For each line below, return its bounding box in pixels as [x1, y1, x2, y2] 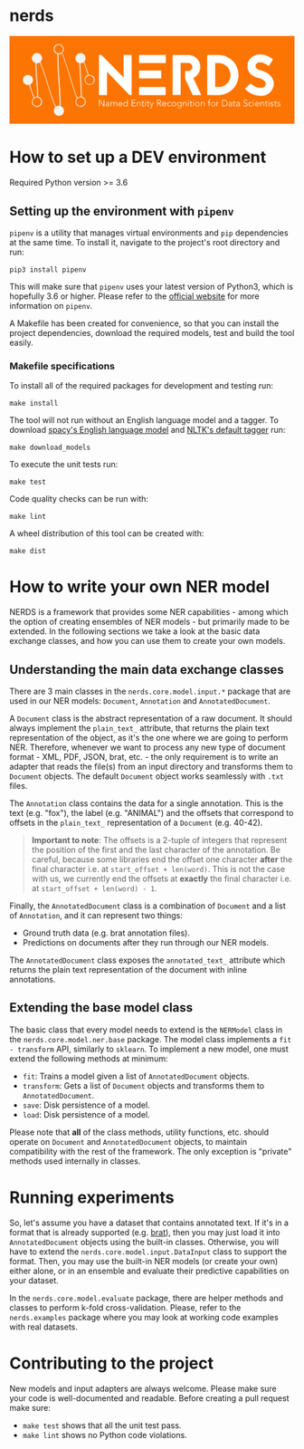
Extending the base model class [9, 1000, 193, 1015]
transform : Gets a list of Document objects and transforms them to [22, 1080, 265, 1091]
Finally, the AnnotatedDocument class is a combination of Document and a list [9, 900, 287, 911]
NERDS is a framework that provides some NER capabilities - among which [9, 607, 289, 618]
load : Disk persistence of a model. [22, 1108, 151, 1119]
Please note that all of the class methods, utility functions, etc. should [9, 1127, 270, 1137]
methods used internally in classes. [9, 1156, 141, 1166]
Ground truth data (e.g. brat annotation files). [22, 927, 190, 938]
